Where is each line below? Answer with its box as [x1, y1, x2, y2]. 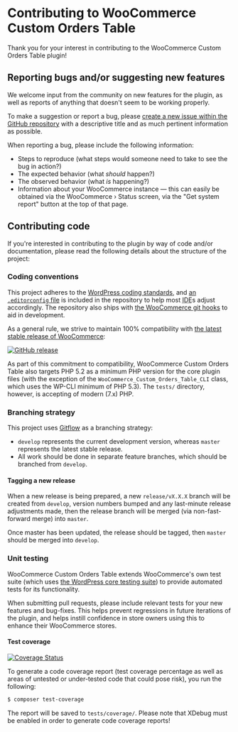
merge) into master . [31, 515, 89, 523]
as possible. [7, 126, 43, 136]
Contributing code [7, 220, 90, 232]
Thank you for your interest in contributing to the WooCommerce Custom [7, 43, 222, 52]
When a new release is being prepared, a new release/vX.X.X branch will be [7, 492, 231, 501]
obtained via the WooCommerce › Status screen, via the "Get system [17, 192, 220, 200]
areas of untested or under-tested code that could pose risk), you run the [7, 674, 222, 683]
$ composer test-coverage [7, 696, 84, 703]
